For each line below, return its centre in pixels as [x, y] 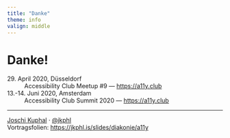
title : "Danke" [29, 13]
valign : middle [29, 26]
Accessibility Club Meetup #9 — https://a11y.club [93, 86]
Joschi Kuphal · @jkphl [39, 120]
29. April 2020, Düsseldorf [44, 79]
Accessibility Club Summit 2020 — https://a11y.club [97, 100]
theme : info [24, 20]
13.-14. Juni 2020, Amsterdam [49, 94]
